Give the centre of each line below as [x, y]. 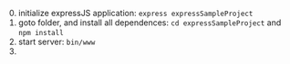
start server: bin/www [57, 41]
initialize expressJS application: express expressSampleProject [135, 13]
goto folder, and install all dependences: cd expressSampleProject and [150, 23]
